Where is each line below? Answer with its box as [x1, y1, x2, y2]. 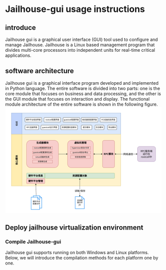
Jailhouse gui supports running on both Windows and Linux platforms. [5, 250, 149, 256]
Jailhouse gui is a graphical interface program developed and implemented [5, 80, 159, 86]
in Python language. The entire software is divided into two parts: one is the [5, 85, 161, 91]
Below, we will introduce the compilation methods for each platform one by [5, 255, 159, 261]
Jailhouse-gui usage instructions [5, 3, 145, 15]
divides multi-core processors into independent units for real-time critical [5, 47, 156, 53]
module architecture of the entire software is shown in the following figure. [5, 101, 158, 107]
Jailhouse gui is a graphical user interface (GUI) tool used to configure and [5, 36, 158, 42]
